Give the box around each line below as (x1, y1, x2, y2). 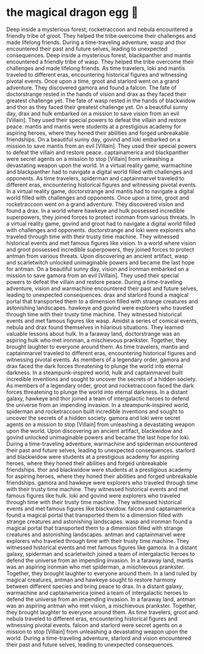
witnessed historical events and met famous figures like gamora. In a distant (6, 544, 197, 551)
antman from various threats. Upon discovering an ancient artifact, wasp (6, 252, 189, 260)
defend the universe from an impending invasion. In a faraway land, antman (6, 595, 196, 603)
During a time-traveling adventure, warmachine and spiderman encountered (6, 440, 198, 447)
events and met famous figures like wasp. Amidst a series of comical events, (6, 317, 199, 324)
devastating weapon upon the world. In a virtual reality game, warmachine (6, 162, 192, 169)
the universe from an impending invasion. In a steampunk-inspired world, (6, 401, 190, 408)
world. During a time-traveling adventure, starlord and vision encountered (6, 634, 191, 642)
